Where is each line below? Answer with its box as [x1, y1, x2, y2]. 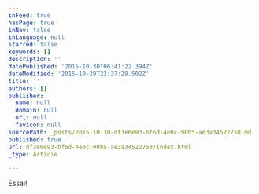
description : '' [8, 56, 61, 64]
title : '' [8, 77, 41, 85]
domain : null [15, 107, 58, 115]
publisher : [8, 92, 44, 100]
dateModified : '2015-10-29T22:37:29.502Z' [8, 70, 150, 78]
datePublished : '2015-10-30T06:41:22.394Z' [8, 63, 154, 71]
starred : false [8, 41, 58, 49]
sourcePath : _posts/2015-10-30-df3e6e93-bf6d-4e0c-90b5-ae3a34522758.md [8, 128, 252, 136]
